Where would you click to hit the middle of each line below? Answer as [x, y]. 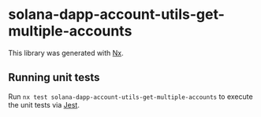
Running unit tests [54, 77]
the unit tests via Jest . [44, 104]
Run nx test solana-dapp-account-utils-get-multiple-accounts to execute [131, 97]
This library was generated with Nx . [66, 53]
